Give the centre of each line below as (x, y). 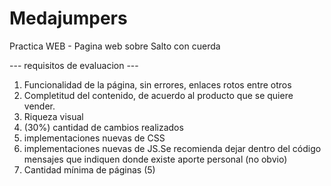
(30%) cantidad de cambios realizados (103, 127)
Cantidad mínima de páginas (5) (89, 169)
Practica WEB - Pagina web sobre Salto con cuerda (115, 46)
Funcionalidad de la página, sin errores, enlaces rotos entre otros (157, 84)
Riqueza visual (53, 116)
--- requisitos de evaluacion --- (74, 65)
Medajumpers (68, 18)
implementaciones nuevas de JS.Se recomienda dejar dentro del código (172, 148)
